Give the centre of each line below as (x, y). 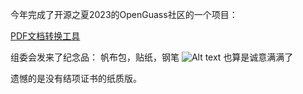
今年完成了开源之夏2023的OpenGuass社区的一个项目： (124, 14)
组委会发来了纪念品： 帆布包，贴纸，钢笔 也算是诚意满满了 (152, 57)
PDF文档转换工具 (45, 36)
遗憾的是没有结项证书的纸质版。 (76, 78)
